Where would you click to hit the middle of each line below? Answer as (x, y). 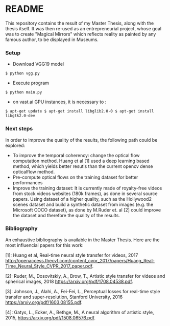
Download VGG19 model (38, 64)
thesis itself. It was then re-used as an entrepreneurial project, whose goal (83, 28)
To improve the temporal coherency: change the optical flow (76, 155)
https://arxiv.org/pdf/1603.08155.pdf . (44, 302)
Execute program (31, 83)
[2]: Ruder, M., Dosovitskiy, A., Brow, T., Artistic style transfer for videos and (85, 276)
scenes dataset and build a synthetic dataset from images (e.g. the (83, 204)
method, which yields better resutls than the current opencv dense (83, 166)
